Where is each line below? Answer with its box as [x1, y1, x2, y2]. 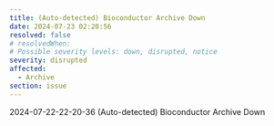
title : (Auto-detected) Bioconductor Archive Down [9, 13, 206, 23]
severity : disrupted [9, 56, 88, 65]
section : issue [9, 81, 67, 90]
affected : [9, 65, 47, 74]
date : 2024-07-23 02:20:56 [9, 22, 112, 31]
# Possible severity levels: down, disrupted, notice [9, 47, 218, 57]
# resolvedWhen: [9, 38, 71, 48]
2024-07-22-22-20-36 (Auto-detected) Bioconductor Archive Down [9, 106, 266, 117]
